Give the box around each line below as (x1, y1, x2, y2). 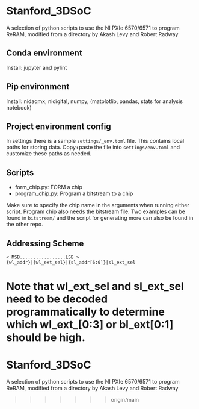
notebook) (6, 104, 32, 111)
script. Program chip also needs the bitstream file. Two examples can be (6, 208, 185, 215)
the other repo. (6, 221, 43, 228)
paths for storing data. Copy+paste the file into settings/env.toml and (6, 143, 180, 151)
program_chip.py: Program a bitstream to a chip (14, 190, 133, 197)
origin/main (111, 396, 139, 404)
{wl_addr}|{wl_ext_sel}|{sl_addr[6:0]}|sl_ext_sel (6, 260, 136, 266)
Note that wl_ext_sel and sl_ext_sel (6, 279, 185, 293)
